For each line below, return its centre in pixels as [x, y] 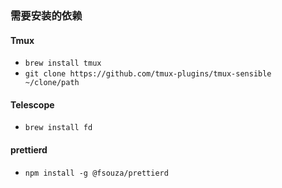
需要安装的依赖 [46, 15]
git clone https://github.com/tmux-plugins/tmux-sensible [148, 74]
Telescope [32, 104]
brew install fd [58, 128]
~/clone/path [52, 83]
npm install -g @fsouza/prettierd [96, 173]
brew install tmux [63, 63]
